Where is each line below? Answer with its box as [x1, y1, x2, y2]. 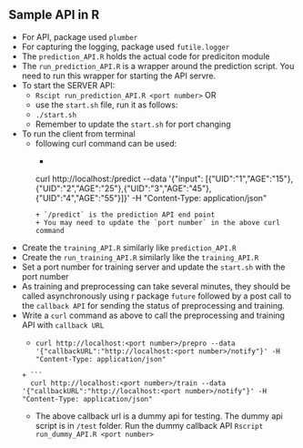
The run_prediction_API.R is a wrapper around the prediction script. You [21, 60, 295, 71]
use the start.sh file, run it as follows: [35, 99, 178, 110]
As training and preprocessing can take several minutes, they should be [21, 280, 291, 291]
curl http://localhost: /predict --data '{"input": [35, 173, 204, 184]
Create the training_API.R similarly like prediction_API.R [21, 241, 237, 253]
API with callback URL [21, 319, 105, 331]
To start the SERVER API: [21, 79, 116, 90]
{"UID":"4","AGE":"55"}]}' [35, 192, 130, 203]
